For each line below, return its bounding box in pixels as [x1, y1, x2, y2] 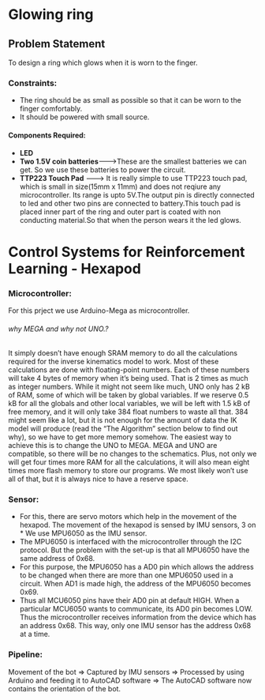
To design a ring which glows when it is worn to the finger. [8, 58, 199, 67]
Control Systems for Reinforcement [8, 243, 246, 261]
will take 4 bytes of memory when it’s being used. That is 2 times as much [8, 374, 248, 383]
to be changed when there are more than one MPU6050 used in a [19, 570, 234, 580]
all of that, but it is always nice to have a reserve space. [8, 474, 188, 484]
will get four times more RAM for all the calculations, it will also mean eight [8, 457, 250, 467]
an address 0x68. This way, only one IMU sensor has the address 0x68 [19, 621, 252, 630]
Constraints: [8, 77, 58, 88]
